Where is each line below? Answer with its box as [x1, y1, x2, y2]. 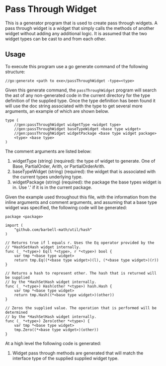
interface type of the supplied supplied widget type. [12, 355, 119, 361]
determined [5, 310, 28, 315]
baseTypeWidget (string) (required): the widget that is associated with [12, 168, 156, 175]
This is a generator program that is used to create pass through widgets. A [5, 20, 158, 26]
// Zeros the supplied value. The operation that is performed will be [5, 305, 157, 310]
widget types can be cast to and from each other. [5, 36, 106, 42]
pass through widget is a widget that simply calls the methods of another [5, 25, 155, 31]
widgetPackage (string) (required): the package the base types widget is [12, 179, 162, 185]
